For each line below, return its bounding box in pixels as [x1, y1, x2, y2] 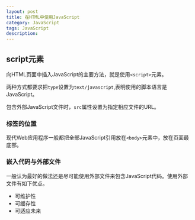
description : [6, 31, 39, 37]
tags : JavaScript [6, 25, 49, 31]
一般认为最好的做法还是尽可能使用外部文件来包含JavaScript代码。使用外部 [6, 172, 188, 179]
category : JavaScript [6, 20, 60, 25]
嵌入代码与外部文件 [6, 158, 61, 166]
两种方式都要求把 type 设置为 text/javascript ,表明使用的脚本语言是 [6, 83, 168, 90]
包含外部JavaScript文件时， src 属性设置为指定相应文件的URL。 [6, 103, 160, 110]
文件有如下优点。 [6, 180, 48, 187]
